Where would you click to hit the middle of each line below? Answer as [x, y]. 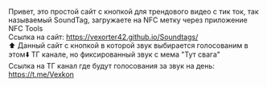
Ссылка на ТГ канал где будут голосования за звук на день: [112, 66]
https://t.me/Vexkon [41, 74]
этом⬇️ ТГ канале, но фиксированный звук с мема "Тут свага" [115, 54]
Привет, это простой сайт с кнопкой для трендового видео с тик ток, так [133, 12]
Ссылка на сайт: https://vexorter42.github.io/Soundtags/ [103, 37]
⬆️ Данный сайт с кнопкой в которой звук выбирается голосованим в [128, 45]
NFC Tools [26, 28]
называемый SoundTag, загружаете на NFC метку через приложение [128, 20]
